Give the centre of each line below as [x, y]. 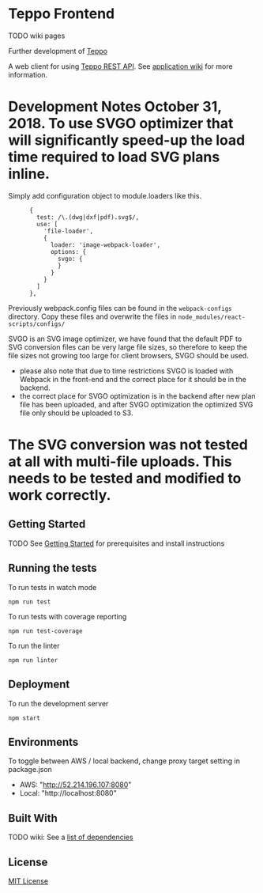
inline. [29, 174]
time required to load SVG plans [114, 157]
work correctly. [60, 496]
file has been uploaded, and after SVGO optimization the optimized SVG [136, 404]
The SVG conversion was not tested [128, 445]
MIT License [28, 881]
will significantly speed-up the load [127, 140]
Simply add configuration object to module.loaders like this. [105, 195]
